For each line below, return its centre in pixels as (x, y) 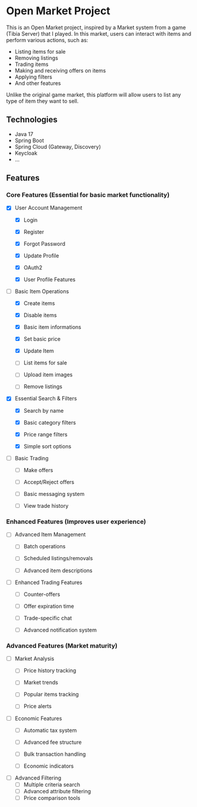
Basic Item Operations (42, 291)
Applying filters (33, 77)
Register (34, 232)
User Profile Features (50, 279)
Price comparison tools (52, 798)
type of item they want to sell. (42, 101)
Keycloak (26, 153)
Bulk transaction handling (55, 754)
